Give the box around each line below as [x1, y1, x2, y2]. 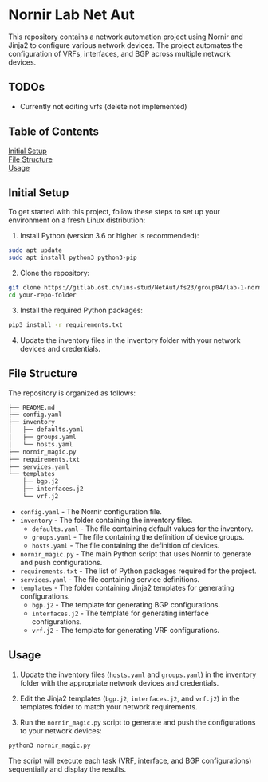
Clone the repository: [19, 269, 90, 278]
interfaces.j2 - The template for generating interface [31, 608, 209, 618]
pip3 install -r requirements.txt [8, 320, 124, 328]
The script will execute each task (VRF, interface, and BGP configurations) [8, 756, 252, 765]
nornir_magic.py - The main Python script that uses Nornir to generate [19, 548, 252, 559]
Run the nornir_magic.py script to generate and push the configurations [19, 717, 256, 727]
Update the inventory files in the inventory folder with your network [19, 335, 241, 344]
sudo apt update [8, 246, 62, 254]
